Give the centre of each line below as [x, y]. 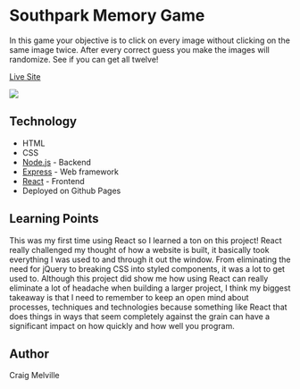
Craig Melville [34, 376]
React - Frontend [53, 181]
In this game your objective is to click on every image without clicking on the [150, 40]
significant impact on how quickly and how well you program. [122, 326]
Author [29, 354]
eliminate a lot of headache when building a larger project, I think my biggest [150, 288]
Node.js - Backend [57, 162]
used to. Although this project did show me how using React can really [139, 278]
